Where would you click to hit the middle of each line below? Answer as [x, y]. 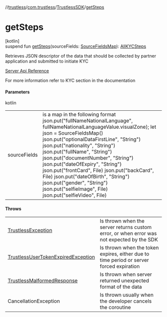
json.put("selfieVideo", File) [75, 195]
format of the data [121, 287]
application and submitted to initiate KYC [47, 61]
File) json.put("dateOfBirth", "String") [86, 177]
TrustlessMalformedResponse [43, 281]
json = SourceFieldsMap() [73, 133]
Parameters [17, 92]
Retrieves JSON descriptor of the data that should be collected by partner [81, 56]
